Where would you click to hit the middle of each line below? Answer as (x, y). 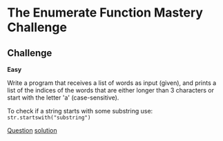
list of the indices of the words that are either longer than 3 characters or (110, 90)
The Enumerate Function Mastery (105, 13)
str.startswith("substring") (49, 117)
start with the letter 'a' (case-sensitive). (63, 97)
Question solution (32, 130)
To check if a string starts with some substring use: (80, 111)
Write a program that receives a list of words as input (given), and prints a (112, 83)
